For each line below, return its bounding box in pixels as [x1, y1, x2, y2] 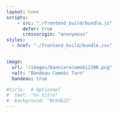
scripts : [6, 15, 28, 21]
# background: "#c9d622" [6, 98, 72, 104]
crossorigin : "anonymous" [22, 31, 88, 37]
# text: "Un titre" [6, 92, 59, 98]
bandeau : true [12, 76, 47, 82]
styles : [6, 37, 26, 43]
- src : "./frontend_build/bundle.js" [17, 20, 113, 26]
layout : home [6, 8, 39, 15]
